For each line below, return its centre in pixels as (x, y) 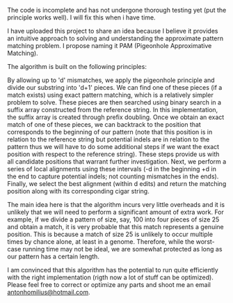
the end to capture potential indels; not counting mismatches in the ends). (113, 176)
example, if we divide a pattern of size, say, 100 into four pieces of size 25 (113, 219)
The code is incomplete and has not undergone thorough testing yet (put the (117, 10)
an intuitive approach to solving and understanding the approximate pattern (115, 38)
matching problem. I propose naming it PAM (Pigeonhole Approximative (110, 46)
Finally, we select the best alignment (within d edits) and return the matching (117, 184)
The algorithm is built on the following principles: (77, 67)
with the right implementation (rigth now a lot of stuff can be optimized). (110, 277)
